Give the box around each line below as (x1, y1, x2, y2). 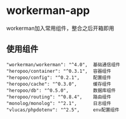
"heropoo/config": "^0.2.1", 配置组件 (6, 74, 111, 81)
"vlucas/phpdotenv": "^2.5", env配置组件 (6, 107, 120, 113)
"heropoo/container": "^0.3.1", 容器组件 (6, 68, 111, 74)
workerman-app (6, 4, 90, 18)
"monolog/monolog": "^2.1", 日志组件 (6, 100, 111, 106)
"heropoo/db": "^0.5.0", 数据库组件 (6, 87, 116, 93)
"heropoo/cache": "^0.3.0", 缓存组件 (6, 81, 111, 87)
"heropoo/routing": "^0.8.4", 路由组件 (6, 93, 111, 100)
